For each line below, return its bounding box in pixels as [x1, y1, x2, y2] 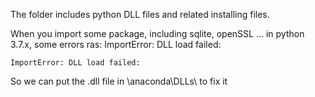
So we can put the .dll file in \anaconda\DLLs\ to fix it [10, 75, 228, 87]
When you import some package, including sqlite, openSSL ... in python [10, 28, 305, 39]
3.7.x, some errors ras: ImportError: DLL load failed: [10, 39, 222, 50]
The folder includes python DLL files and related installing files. [10, 9, 270, 20]
